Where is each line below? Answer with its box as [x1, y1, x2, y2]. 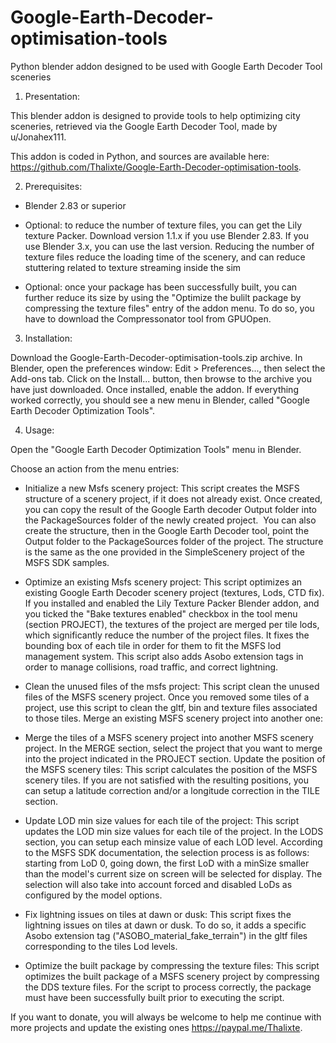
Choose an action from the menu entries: [10, 462, 180, 475]
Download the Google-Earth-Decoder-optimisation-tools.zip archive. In [10, 351, 303, 363]
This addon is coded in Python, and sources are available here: [10, 150, 270, 162]
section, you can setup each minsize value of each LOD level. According [24, 836, 323, 848]
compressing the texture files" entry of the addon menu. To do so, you [24, 302, 315, 314]
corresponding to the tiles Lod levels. [24, 940, 178, 952]
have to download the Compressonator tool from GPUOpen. [24, 312, 272, 325]
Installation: [24, 332, 73, 344]
